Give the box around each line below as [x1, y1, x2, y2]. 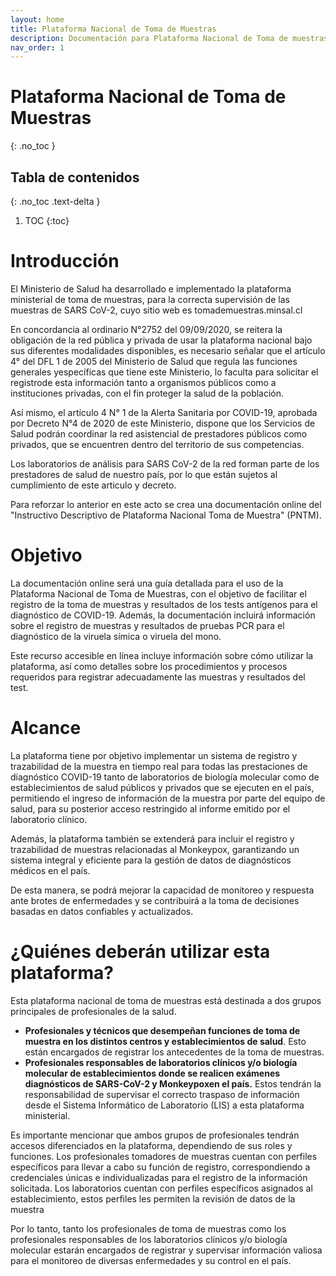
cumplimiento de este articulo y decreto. [10, 479, 177, 491]
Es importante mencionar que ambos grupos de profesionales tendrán [10, 1129, 300, 1141]
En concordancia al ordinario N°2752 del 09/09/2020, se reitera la [10, 323, 283, 335]
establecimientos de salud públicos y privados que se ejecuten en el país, [10, 781, 315, 793]
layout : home [10, 14, 65, 25]
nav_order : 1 [10, 42, 65, 53]
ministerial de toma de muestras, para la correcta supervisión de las [10, 293, 290, 305]
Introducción [10, 250, 120, 273]
